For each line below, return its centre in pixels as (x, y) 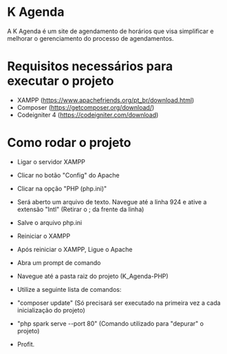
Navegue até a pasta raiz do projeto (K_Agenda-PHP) (93, 276)
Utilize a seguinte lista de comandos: (69, 289)
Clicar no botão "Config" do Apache (68, 175)
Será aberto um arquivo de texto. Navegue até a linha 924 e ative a (112, 201)
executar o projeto (61, 81)
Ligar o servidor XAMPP (51, 161)
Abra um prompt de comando (59, 262)
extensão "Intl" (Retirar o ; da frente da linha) (80, 209)
